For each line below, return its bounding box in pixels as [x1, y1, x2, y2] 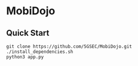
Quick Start [6, 28, 50, 38]
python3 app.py [6, 54, 44, 60]
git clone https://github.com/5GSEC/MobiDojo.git [6, 43, 133, 49]
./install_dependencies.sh [6, 49, 73, 55]
